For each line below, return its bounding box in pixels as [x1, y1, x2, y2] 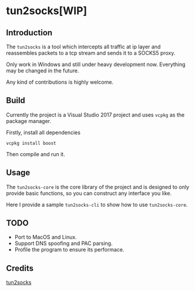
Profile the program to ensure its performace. [14, 246, 125, 253]
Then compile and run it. [6, 150, 66, 157]
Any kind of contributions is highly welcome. [6, 78, 113, 85]
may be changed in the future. [6, 67, 79, 74]
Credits [6, 263, 34, 273]
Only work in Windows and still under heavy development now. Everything [6, 61, 186, 68]
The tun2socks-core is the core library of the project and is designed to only [6, 183, 190, 190]
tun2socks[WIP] [6, 4, 88, 18]
